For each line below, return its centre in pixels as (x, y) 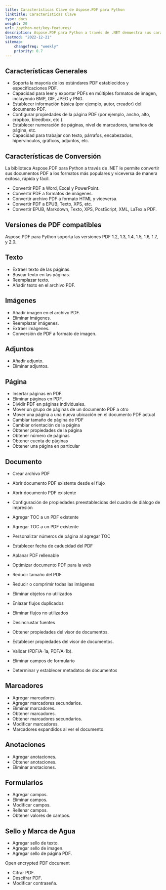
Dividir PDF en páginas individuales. (49, 404)
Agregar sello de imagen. (38, 848)
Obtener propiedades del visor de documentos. (61, 632)
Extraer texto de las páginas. (41, 269)
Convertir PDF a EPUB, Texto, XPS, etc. (52, 204)
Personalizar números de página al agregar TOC (61, 536)
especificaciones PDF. (35, 88)
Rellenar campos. (30, 810)
